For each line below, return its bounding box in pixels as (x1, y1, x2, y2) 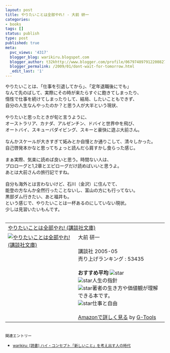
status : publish (5, 31, 39, 36)
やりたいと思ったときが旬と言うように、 (5, 114, 90, 120)
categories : (5, 17, 30, 22)
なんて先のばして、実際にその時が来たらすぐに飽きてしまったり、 (5, 90, 142, 95)
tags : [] (5, 26, 24, 31)
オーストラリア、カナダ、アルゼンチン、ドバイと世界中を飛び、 (5, 120, 138, 126)
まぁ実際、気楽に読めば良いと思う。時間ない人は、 (5, 157, 112, 162)
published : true (5, 41, 39, 46)
